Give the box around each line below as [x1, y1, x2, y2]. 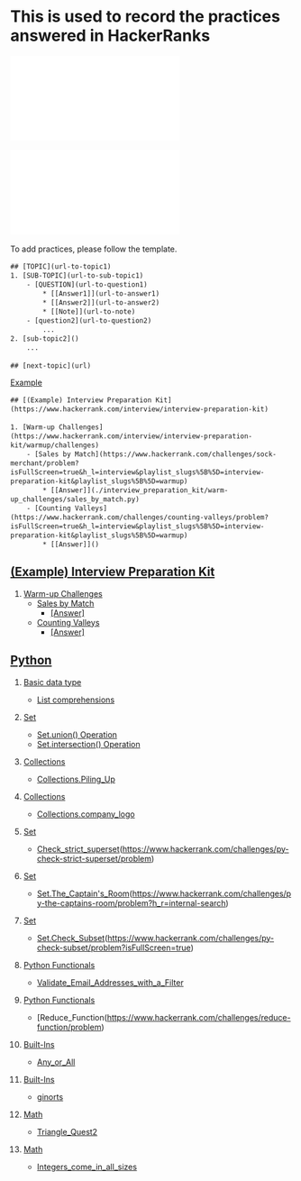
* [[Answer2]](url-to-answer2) [42, 298, 160, 307]
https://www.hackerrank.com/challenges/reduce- [106, 1012, 291, 1022]
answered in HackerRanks [10, 25, 211, 46]
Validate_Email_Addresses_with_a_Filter [36, 976, 184, 988]
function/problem [36, 1021, 102, 1032]
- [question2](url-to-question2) [26, 316, 152, 325]
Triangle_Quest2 [36, 1126, 98, 1137]
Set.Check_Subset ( [36, 932, 108, 943]
